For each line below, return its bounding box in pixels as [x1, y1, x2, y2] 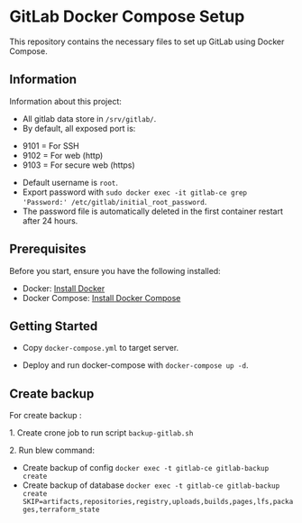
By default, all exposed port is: [22, 123, 136, 133]
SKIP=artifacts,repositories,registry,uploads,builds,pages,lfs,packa [22, 498, 294, 507]
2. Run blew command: [9, 445, 95, 456]
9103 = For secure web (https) [22, 160, 135, 170]
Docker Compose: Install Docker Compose [22, 292, 181, 303]
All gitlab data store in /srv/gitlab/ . [22, 113, 157, 124]
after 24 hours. [22, 215, 78, 226]
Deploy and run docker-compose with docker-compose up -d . [22, 360, 249, 371]
